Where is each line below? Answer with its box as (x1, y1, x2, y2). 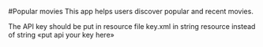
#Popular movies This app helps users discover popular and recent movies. (8, 7, 254, 16)
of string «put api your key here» (8, 31, 115, 39)
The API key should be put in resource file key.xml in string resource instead (8, 22, 256, 31)
